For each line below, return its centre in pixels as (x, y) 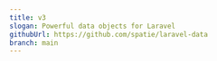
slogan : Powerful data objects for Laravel (93, 26)
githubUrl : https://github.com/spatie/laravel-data (108, 34)
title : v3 (28, 17)
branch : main (34, 43)
